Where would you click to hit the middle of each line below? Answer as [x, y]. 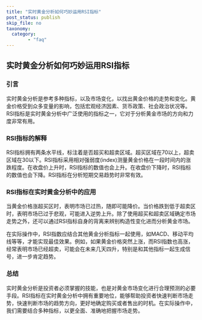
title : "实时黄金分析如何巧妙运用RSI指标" [54, 12]
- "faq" [37, 40]
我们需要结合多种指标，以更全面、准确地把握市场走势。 [75, 310]
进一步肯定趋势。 [38, 257]
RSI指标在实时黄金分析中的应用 [51, 192]
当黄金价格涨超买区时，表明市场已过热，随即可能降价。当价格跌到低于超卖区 [101, 206]
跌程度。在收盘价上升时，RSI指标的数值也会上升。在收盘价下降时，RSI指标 [99, 167]
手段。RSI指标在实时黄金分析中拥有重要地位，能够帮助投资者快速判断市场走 [100, 295]
